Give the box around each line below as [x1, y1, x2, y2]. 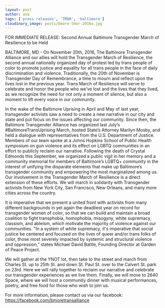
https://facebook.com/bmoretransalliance [5, 297, 90, 304]
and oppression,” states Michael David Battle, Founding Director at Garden [5, 241, 156, 247]
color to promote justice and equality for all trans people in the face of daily [5, 65, 158, 71]
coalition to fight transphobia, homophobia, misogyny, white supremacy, [5, 215, 152, 221]
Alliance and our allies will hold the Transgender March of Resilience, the [5, 55, 153, 61]
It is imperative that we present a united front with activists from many [5, 199, 147, 205]
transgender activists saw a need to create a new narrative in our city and [5, 112, 155, 117]
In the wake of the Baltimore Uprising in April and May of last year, [5, 106, 139, 112]
